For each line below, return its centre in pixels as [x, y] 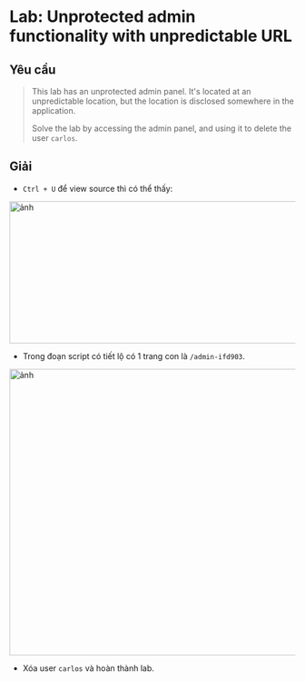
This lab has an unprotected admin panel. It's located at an [141, 91]
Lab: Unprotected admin [103, 17]
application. [54, 110]
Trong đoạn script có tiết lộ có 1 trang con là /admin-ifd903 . [133, 356]
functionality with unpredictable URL [151, 36]
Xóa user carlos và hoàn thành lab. [88, 668]
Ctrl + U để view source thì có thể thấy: [98, 188]
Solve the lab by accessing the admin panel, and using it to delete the [162, 128]
